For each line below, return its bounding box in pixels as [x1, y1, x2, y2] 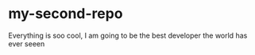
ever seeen [8, 38, 45, 48]
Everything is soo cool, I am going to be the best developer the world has [8, 31, 248, 40]
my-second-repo [8, 5, 123, 23]
